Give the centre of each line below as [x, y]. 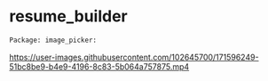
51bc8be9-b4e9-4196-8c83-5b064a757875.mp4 [99, 66]
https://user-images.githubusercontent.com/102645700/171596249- [134, 57]
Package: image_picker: [53, 40]
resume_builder [69, 16]
